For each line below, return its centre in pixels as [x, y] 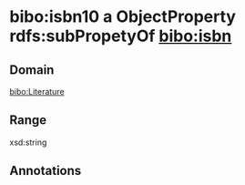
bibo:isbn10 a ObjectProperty [123, 17]
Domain [32, 70]
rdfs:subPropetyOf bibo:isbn [121, 36]
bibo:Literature [37, 92]
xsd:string [28, 142]
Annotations [46, 171]
